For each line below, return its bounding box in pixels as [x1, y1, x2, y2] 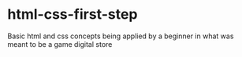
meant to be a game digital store [7, 39, 113, 48]
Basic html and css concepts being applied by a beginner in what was [7, 31, 234, 41]
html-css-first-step [7, 5, 138, 23]
